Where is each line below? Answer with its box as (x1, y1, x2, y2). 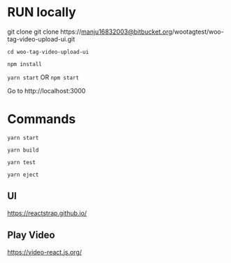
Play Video (7, 229, 55, 241)
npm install (7, 60, 42, 67)
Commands (7, 112, 76, 127)
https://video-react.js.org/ (7, 248, 83, 256)
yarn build (7, 147, 39, 154)
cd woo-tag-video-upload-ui (7, 48, 90, 55)
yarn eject (7, 171, 39, 178)
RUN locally (7, 4, 76, 20)
